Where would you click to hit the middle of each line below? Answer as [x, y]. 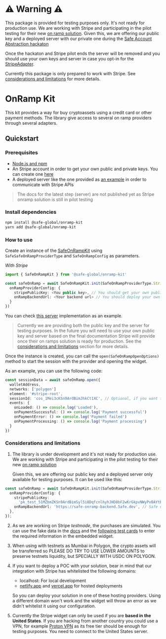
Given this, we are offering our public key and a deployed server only [83, 474]
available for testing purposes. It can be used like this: [67, 479]
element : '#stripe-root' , [36, 394]
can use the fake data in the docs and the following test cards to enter [83, 531]
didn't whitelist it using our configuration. [54, 606]
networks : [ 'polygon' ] [33, 389]
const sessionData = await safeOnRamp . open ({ [53, 380]
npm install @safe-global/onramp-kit [44, 222]
